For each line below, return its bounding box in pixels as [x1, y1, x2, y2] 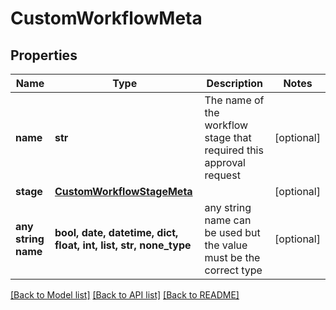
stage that [204, 131, 252, 144]
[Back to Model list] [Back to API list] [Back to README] [10, 289, 240, 301]
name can [204, 213, 252, 227]
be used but [204, 226, 261, 239]
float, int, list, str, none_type [54, 238, 192, 252]
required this [204, 143, 264, 157]
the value [204, 238, 248, 252]
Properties [10, 47, 78, 64]
